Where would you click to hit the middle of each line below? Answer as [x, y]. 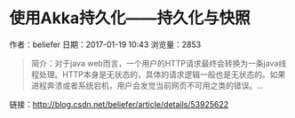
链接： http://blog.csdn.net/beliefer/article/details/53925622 [119, 104]
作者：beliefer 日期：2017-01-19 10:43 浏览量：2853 [105, 44]
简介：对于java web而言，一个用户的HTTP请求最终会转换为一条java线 [159, 63]
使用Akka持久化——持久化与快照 [130, 18]
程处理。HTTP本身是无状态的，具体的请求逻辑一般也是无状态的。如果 [158, 74]
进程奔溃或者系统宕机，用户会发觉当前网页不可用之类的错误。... [147, 85]
